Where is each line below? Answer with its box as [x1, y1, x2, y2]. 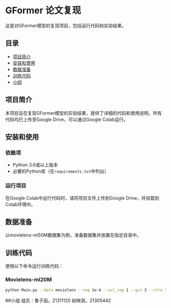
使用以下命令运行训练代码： [5, 263, 64, 269]
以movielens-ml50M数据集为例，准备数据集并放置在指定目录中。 [5, 232, 141, 238]
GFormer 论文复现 [5, 5, 81, 16]
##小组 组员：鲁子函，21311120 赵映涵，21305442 [5, 297, 111, 304]
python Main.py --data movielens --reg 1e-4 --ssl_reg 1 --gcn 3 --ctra [5, 288, 163, 293]
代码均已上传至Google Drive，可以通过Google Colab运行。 [5, 116, 128, 123]
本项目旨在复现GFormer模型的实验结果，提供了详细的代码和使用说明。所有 [5, 110, 162, 116]
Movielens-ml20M [5, 276, 52, 283]
